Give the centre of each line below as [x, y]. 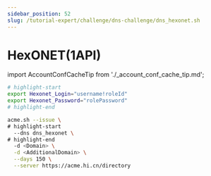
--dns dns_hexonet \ [44, 133]
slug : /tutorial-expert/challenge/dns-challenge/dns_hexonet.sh [104, 20]
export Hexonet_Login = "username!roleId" [68, 94]
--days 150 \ [33, 159]
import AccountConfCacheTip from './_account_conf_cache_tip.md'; [106, 75]
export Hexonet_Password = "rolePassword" [68, 101]
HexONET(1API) [54, 55]
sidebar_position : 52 [39, 14]
